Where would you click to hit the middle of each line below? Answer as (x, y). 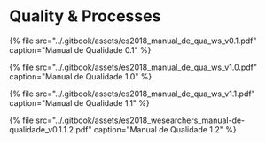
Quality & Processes (85, 16)
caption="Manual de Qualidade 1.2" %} (165, 129)
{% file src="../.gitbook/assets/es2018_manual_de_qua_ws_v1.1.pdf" (132, 94)
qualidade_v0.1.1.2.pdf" (51, 129)
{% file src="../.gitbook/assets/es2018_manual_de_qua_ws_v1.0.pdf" (133, 67)
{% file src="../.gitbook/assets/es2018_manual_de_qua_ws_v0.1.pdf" (133, 41)
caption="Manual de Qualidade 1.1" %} (80, 102)
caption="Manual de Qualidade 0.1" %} (80, 49)
